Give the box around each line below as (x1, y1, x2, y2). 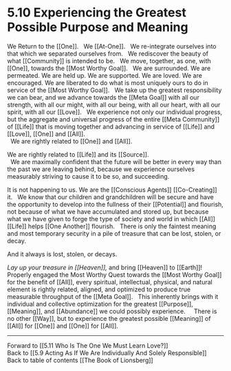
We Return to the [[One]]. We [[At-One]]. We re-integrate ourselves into (7, 42, 217, 50)
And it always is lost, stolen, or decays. (7, 249, 118, 258)
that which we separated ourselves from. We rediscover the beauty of (7, 49, 209, 58)
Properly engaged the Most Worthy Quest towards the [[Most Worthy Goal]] (7, 270, 222, 279)
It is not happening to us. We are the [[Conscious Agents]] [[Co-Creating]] (7, 185, 218, 194)
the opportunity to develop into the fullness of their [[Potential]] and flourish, (7, 200, 223, 208)
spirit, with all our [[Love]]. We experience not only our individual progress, (7, 108, 223, 116)
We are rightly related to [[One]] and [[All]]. (10, 137, 133, 145)
